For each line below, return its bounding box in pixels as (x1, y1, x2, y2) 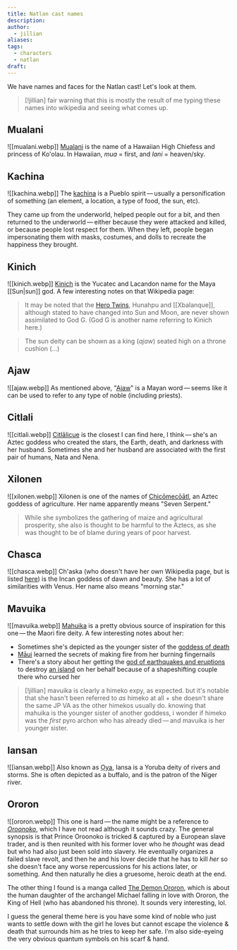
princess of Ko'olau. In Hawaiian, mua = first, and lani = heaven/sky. (7, 150, 206, 159)
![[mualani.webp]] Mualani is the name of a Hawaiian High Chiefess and (7, 143, 215, 151)
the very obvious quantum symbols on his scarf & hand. (7, 934, 169, 943)
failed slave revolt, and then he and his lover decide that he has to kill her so (7, 855, 228, 863)
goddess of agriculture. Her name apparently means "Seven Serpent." (7, 499, 212, 508)
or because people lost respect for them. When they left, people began (7, 225, 214, 234)
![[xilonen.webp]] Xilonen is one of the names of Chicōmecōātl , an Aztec (7, 492, 219, 500)
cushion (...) (24, 344, 60, 353)
